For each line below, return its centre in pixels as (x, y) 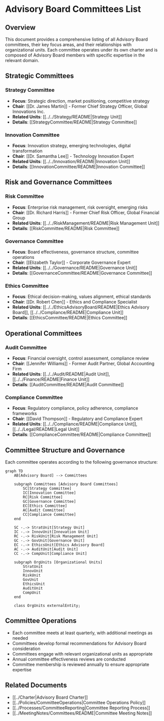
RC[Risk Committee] (43, 497)
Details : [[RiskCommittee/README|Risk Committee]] (66, 228)
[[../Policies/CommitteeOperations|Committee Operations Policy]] (79, 702)
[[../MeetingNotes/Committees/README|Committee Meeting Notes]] (82, 713)
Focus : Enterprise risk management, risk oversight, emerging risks (80, 207)
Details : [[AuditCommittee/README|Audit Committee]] (68, 384)
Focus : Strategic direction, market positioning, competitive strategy (81, 101)
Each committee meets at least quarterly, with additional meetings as (82, 633)
